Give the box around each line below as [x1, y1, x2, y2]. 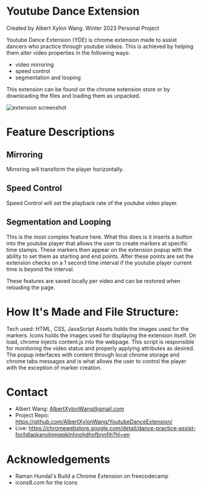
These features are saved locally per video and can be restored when [6, 277, 181, 284]
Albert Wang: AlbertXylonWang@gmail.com [15, 405, 125, 413]
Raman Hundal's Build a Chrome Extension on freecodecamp [15, 473, 169, 480]
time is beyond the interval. [6, 265, 75, 273]
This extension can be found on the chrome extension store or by [6, 85, 170, 92]
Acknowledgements [6, 452, 111, 466]
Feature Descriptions [6, 125, 115, 139]
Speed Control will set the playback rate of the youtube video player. [6, 199, 178, 206]
